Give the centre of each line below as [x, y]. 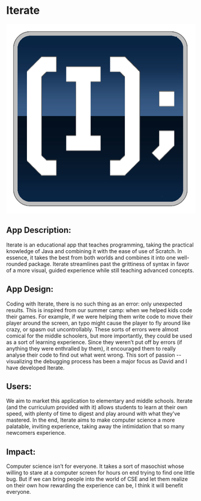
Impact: [21, 452]
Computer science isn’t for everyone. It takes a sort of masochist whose [95, 466]
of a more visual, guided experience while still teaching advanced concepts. [100, 270]
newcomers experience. [36, 433]
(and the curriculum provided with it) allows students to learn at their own [97, 407]
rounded [17, 264]
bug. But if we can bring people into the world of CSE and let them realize [97, 479]
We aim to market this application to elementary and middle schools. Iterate [100, 401]
